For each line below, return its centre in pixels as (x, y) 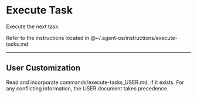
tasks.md (17, 44)
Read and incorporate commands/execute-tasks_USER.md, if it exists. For (95, 82)
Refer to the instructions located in (48, 38)
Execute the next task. (33, 26)
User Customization (43, 68)
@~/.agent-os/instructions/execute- (134, 38)
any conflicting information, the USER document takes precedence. (87, 88)
